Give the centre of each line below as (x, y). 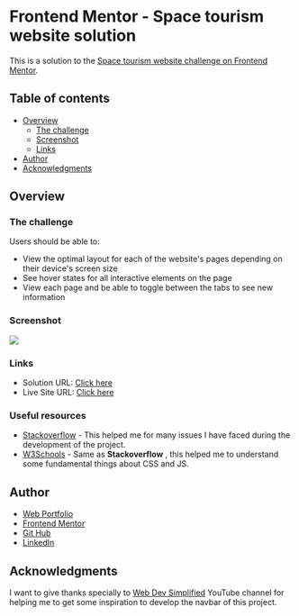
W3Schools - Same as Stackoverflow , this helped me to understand (150, 454)
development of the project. (74, 445)
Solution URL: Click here (68, 383)
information (44, 297)
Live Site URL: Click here (68, 393)
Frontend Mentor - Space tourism (136, 17)
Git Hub (36, 533)
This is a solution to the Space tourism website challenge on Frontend (139, 60)
